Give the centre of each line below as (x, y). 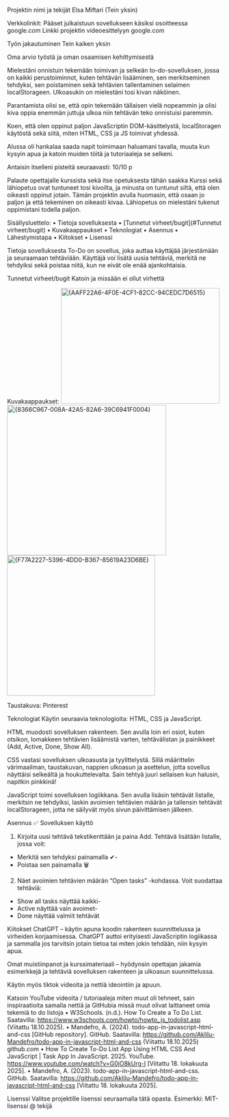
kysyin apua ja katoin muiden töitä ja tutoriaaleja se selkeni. (91, 154)
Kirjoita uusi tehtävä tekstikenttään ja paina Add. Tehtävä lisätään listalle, (119, 836)
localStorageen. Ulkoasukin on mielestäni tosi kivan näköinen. (94, 92)
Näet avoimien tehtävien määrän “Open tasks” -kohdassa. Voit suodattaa (120, 881)
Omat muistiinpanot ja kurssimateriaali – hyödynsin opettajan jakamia (104, 964)
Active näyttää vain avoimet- (57, 908)
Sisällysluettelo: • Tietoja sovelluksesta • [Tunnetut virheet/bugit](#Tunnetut (114, 223)
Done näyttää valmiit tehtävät (58, 916)
